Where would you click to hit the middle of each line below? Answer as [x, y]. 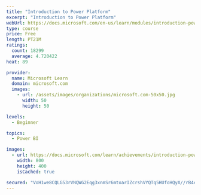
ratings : [17, 45]
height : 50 [36, 106]
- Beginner [25, 122]
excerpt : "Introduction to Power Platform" [61, 17]
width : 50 [34, 100]
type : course [22, 28]
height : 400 [32, 166]
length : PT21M [24, 39]
